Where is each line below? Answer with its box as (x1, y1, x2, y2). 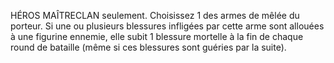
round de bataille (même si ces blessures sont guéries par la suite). (10, 41, 287, 53)
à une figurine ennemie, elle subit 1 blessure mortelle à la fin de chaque (10, 31, 304, 42)
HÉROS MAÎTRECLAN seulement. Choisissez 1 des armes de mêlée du (10, 10, 300, 21)
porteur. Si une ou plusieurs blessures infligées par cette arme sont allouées (10, 20, 325, 32)
